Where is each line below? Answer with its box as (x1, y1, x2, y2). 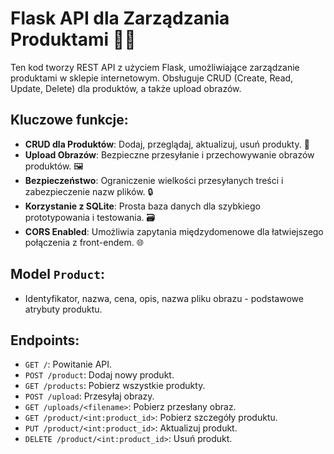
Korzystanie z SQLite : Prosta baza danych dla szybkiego (24, 200, 261, 212)
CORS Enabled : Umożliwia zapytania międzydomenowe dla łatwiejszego (24, 225, 324, 237)
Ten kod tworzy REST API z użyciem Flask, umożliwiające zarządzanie (10, 61, 300, 73)
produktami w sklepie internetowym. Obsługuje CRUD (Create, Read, (10, 72, 294, 84)
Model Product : (10, 266, 106, 283)
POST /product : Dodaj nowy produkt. (24, 369, 175, 381)
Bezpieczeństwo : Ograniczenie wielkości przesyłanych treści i (24, 174, 284, 186)
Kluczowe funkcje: (10, 112, 129, 129)
